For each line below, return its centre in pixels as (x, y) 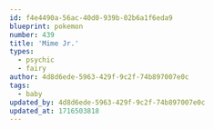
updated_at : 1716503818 (55, 111)
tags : (20, 85)
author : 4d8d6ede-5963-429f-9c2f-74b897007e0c (99, 77)
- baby (30, 94)
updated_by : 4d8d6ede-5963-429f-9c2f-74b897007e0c (107, 102)
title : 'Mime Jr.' (44, 43)
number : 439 (32, 35)
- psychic (36, 60)
